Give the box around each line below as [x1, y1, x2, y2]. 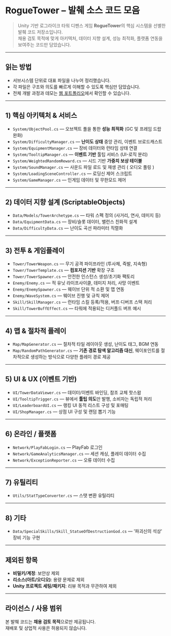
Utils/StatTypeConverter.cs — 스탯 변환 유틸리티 [12, 493, 115, 499]
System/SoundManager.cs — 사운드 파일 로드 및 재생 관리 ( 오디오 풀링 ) [12, 164, 154, 170]
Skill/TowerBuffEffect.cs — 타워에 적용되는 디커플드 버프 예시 [12, 306, 141, 312]
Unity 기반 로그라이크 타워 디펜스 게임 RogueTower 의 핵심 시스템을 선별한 [17, 22, 166, 29]
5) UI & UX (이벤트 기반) [5, 375, 77, 384]
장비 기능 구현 [12, 535, 40, 541]
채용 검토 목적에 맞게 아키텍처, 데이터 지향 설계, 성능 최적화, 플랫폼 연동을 [17, 35, 163, 41]
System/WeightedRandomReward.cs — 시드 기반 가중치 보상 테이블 [12, 158, 142, 164]
